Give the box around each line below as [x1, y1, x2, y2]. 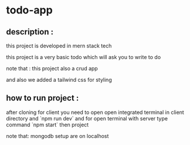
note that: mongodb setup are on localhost [6, 132, 109, 139]
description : [6, 27, 54, 37]
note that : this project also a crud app [6, 65, 98, 72]
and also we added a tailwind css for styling [6, 77, 113, 83]
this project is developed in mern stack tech [6, 42, 112, 49]
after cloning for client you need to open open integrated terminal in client [6, 109, 185, 116]
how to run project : [6, 93, 79, 103]
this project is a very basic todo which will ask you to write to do [6, 54, 161, 60]
